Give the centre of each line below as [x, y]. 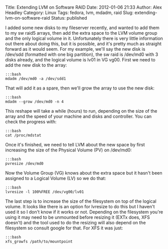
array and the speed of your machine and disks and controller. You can [78, 116]
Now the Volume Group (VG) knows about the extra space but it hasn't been [84, 173]
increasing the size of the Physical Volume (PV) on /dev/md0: [68, 150]
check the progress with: [31, 122]
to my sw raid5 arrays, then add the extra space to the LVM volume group [81, 33]
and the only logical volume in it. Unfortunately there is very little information [84, 38]
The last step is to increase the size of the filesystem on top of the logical [81, 201]
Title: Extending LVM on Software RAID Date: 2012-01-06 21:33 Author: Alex [83, 7]
